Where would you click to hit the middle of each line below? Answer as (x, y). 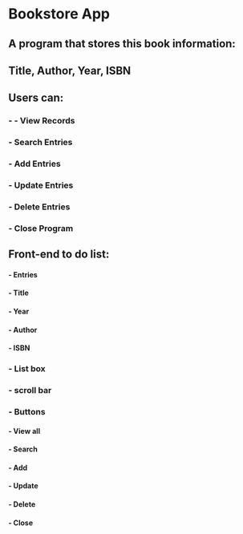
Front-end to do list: (59, 255)
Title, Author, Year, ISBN (70, 70)
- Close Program (41, 228)
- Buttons (27, 412)
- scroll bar (30, 390)
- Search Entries (40, 143)
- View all (24, 431)
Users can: (36, 98)
